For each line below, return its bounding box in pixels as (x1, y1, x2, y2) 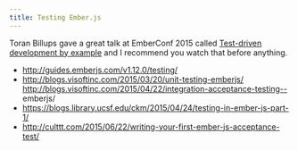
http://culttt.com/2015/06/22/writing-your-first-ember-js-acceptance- (21, 121, 280, 132)
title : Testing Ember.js (9, 12, 102, 22)
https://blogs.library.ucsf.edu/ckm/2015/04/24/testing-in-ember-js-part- (21, 102, 290, 112)
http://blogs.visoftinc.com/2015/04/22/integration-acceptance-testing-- (21, 83, 288, 94)
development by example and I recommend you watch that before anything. (9, 46, 288, 58)
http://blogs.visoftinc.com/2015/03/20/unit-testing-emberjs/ (21, 73, 244, 85)
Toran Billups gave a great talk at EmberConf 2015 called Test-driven (9, 37, 262, 48)
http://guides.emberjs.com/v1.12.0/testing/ (21, 64, 178, 75)
